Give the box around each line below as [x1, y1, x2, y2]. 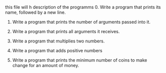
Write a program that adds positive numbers [12, 48, 103, 53]
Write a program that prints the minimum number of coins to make [12, 57, 147, 63]
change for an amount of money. [12, 63, 79, 68]
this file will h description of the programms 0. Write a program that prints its [5, 4, 161, 10]
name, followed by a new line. [5, 9, 66, 15]
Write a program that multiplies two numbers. [12, 38, 105, 44]
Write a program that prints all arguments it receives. [12, 29, 120, 34]
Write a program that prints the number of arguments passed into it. [12, 19, 151, 25]
